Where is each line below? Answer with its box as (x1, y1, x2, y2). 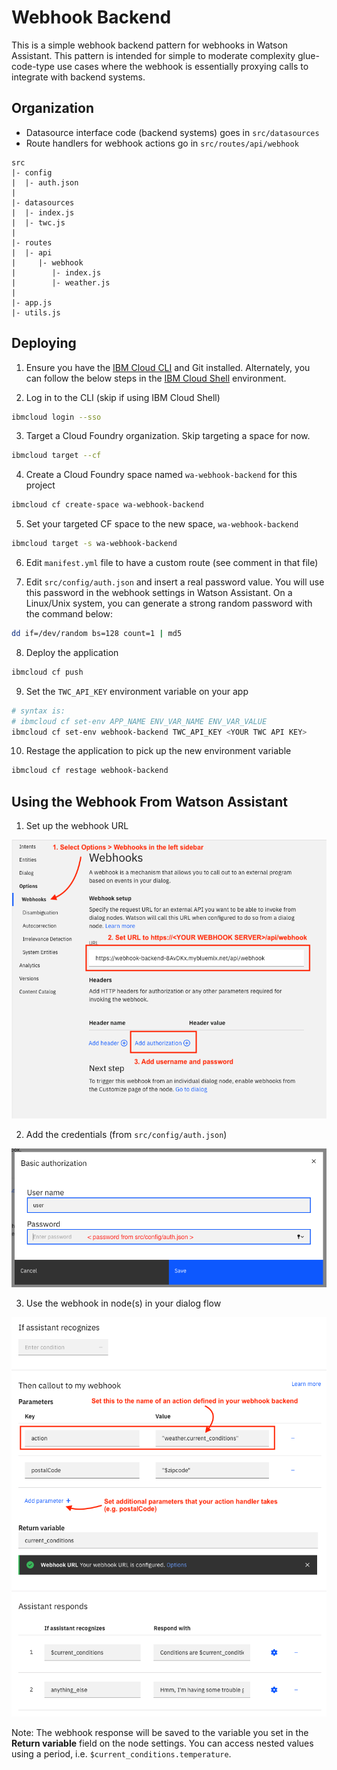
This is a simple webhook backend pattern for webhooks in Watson (11, 39, 289, 51)
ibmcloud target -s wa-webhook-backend (11, 539, 178, 549)
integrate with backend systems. (11, 71, 146, 83)
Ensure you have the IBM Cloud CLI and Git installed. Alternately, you (25, 361, 311, 373)
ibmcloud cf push (11, 667, 84, 677)
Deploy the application (25, 646, 119, 658)
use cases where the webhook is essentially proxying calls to (56, 60, 309, 72)
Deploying (11, 335, 77, 352)
